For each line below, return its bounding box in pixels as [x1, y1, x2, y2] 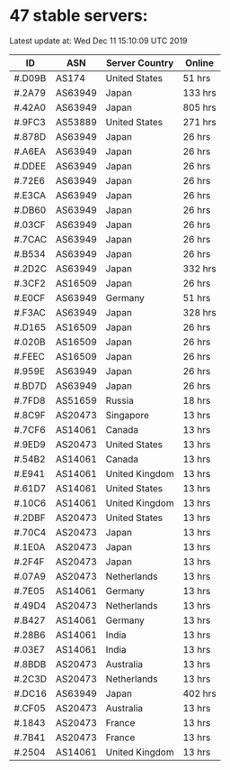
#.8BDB [13, 657, 47, 670]
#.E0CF [13, 291, 46, 304]
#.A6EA [13, 145, 47, 158]
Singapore [105, 408, 150, 421]
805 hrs [182, 101, 217, 114]
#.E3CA [13, 188, 47, 201]
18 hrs [182, 394, 211, 407]
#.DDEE [13, 160, 47, 172]
